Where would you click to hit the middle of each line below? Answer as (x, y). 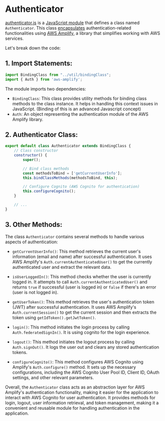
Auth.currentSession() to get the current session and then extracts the (84, 312)
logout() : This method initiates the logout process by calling (73, 342)
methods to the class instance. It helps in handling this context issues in (85, 103)
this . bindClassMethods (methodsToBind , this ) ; (70, 178)
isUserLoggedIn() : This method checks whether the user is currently (82, 276)
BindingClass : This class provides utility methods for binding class (79, 98)
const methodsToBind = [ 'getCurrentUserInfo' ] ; (72, 173)
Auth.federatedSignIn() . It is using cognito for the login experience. (81, 332)
